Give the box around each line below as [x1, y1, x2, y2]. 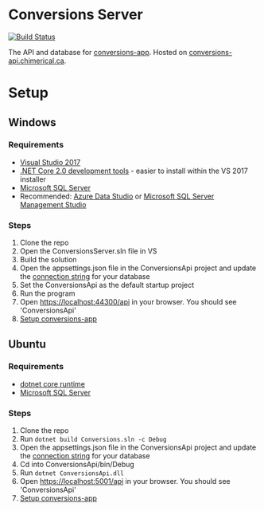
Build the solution [19, 255, 77, 265]
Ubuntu [8, 337, 46, 351]
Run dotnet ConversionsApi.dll [19, 468, 125, 478]
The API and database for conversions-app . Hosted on [8, 47, 188, 57]
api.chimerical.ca [8, 56, 65, 65]
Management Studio [19, 199, 87, 209]
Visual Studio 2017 [19, 157, 81, 167]
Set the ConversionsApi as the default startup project [19, 281, 195, 290]
